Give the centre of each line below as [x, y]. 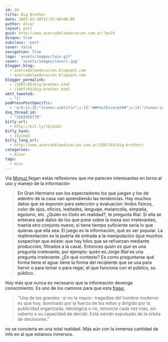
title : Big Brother [25, 15]
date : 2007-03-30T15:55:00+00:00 [40, 19]
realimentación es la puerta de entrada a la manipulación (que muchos [90, 236]
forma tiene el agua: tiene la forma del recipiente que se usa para [84, 262]
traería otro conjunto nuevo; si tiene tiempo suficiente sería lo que [85, 225]
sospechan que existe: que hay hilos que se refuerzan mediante [83, 241]
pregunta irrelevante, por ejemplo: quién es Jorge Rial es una [80, 252]
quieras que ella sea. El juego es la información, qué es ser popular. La [90, 230]
